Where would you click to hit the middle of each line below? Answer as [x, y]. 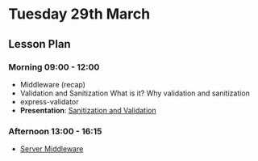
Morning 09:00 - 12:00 [54, 67]
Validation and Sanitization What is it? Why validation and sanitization [135, 93]
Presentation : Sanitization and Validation [88, 110]
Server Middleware [52, 149]
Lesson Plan [40, 44]
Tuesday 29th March [79, 14]
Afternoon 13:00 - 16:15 [55, 131]
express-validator [49, 101]
